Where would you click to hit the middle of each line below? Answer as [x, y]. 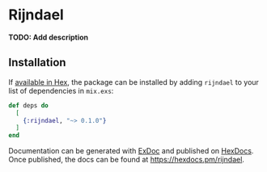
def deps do [28, 105]
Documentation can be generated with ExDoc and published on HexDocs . [131, 151]
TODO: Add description [49, 37]
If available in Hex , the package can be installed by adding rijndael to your [133, 82]
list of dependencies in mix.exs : [61, 90]
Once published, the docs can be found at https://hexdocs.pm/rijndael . [127, 160]
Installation [37, 63]
